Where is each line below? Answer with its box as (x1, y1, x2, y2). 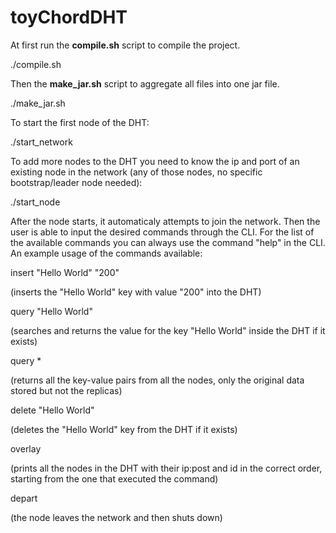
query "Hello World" (10, 305, 93, 317)
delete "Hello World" (10, 404, 95, 416)
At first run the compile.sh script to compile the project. (10, 39, 241, 51)
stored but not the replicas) (10, 384, 123, 396)
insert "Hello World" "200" (10, 266, 120, 278)
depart (10, 492, 38, 504)
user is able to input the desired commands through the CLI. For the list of (10, 226, 315, 238)
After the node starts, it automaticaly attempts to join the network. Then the (10, 215, 321, 227)
